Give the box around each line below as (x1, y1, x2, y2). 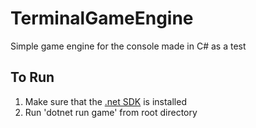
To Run (10, 69, 55, 86)
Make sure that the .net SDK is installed (24, 95, 187, 107)
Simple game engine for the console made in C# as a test (10, 40, 247, 52)
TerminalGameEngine (10, 7, 194, 30)
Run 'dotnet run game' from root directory (24, 106, 198, 118)
